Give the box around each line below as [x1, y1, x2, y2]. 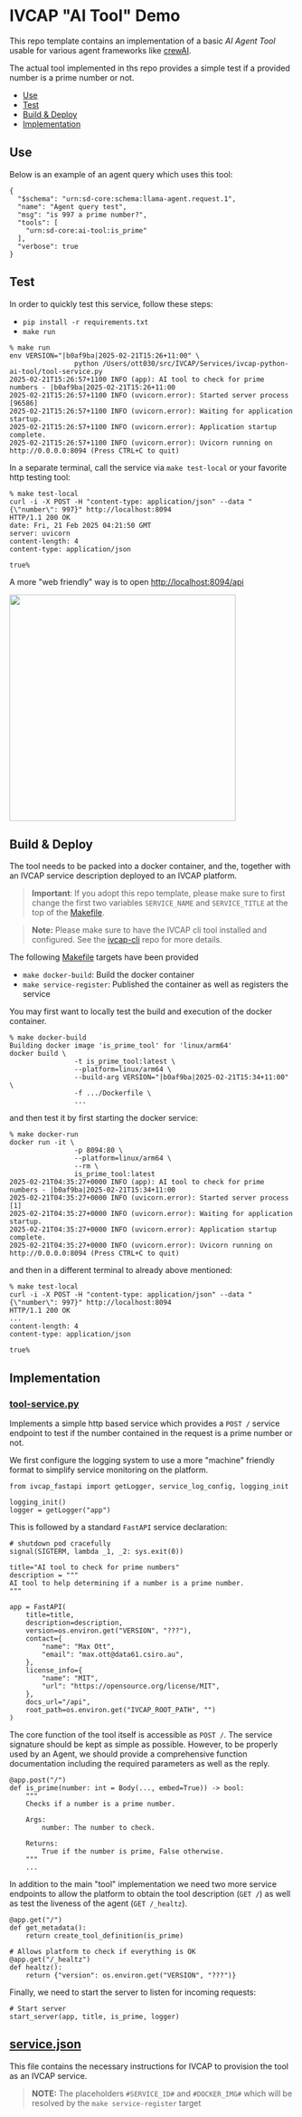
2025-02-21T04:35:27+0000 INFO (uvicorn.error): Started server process [9, 1193, 289, 1202]
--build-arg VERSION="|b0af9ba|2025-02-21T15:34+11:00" [73, 1073, 289, 1082]
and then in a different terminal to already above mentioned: [9, 1265, 233, 1276]
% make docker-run [9, 1130, 79, 1139]
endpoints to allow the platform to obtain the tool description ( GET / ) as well [9, 1889, 291, 1900]
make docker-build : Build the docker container [22, 970, 195, 981]
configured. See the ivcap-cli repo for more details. [31, 934, 223, 945]
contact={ [25, 1634, 63, 1643]
